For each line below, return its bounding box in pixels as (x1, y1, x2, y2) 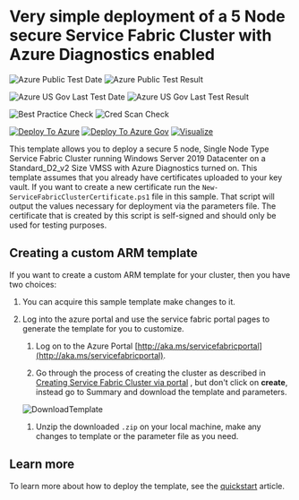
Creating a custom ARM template (9, 246, 199, 261)
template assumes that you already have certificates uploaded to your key (9, 172, 283, 183)
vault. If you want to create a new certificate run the (9, 181, 201, 192)
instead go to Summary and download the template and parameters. (35, 386, 288, 397)
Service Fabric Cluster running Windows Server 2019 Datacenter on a (9, 152, 266, 163)
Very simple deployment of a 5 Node (9, 6, 286, 27)
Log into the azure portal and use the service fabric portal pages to (21, 314, 270, 324)
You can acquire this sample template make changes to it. (21, 296, 235, 306)
